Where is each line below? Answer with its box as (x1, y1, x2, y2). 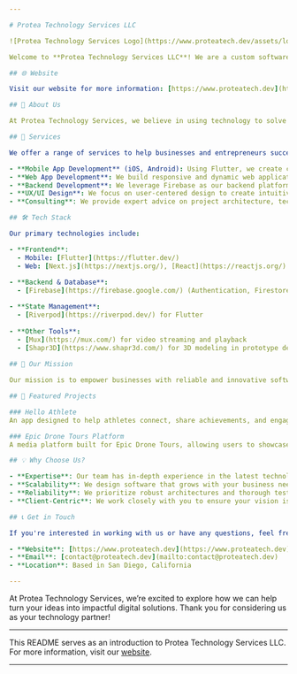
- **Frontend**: (9, 245, 69, 254)
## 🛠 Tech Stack (9, 213, 72, 222)
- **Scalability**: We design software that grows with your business (9, 480, 275, 489)
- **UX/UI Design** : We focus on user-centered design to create (9, 189, 255, 198)
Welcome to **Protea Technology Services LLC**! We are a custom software (9, 52, 291, 62)
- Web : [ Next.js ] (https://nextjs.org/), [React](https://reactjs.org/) (17, 262, 287, 271)
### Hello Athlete (9, 408, 77, 417)
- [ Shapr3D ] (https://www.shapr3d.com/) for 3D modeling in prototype (17, 343, 278, 352)
